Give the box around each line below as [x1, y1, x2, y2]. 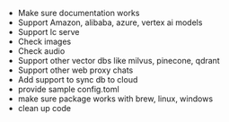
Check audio [17, 46, 66, 57]
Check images [17, 36, 72, 47]
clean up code [17, 103, 72, 113]
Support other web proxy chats [17, 65, 134, 75]
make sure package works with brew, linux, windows [17, 93, 214, 104]
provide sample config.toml [17, 84, 119, 94]
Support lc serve [17, 27, 80, 37]
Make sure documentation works [17, 8, 140, 18]
